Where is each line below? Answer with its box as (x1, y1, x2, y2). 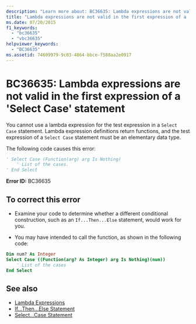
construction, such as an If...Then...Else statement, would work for (14, 217, 182, 223)
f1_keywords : (6, 25, 38, 31)
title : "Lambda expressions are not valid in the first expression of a (6, 14, 187, 20)
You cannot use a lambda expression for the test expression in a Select (6, 121, 177, 128)
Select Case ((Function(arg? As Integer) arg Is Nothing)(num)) (6, 256, 166, 263)
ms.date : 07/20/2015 (6, 19, 57, 25)
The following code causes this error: (6, 145, 96, 152)
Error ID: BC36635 (6, 177, 51, 184)
